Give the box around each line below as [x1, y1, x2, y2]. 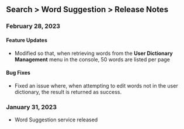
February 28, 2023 [6, 22, 60, 30]
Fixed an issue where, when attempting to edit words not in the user [14, 82, 178, 89]
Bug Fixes [6, 69, 31, 76]
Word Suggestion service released [14, 116, 98, 123]
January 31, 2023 [6, 103, 57, 111]
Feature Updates [6, 36, 48, 43]
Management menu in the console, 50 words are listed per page [14, 55, 171, 63]
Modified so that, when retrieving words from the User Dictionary [14, 50, 173, 57]
